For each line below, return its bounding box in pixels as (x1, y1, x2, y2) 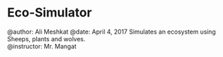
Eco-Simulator (7, 5, 92, 21)
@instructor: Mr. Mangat (7, 42, 77, 50)
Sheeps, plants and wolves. (7, 34, 86, 43)
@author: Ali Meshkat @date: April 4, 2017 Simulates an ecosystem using (7, 27, 216, 36)
